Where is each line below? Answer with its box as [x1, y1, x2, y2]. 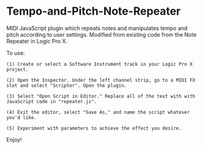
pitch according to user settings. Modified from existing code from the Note [6, 31, 197, 38]
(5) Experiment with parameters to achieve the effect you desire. [6, 125, 182, 131]
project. [6, 66, 29, 73]
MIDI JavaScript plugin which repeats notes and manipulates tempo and [6, 24, 188, 32]
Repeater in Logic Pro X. [6, 37, 68, 45]
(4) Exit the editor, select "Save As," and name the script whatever [6, 109, 190, 115]
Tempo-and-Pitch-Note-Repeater [6, 4, 181, 18]
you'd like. [6, 114, 37, 120]
